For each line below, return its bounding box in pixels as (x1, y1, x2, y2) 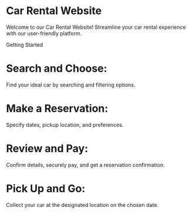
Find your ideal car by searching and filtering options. (6, 81, 136, 88)
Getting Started (6, 41, 43, 48)
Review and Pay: (6, 142, 89, 155)
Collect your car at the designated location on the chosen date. (6, 201, 159, 208)
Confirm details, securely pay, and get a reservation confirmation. (6, 161, 166, 168)
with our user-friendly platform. (6, 29, 82, 36)
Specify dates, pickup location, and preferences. (6, 121, 124, 128)
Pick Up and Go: (6, 182, 86, 195)
